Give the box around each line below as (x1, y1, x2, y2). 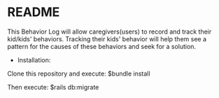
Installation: (17, 55, 51, 64)
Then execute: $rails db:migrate (7, 83, 99, 91)
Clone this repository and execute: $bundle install (7, 69, 150, 78)
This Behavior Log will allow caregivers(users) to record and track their (7, 27, 212, 36)
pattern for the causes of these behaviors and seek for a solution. (7, 42, 197, 50)
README (7, 4, 60, 20)
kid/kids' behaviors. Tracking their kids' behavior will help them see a (7, 34, 207, 43)
